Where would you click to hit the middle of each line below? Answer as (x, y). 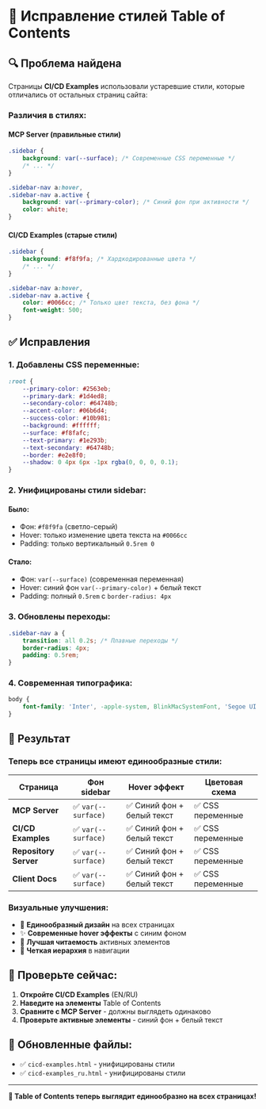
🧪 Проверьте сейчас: (63, 975)
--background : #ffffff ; (62, 426)
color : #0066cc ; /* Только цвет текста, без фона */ (111, 303)
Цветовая (224, 782)
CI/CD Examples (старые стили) (63, 235)
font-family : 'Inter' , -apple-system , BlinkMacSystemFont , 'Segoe (134, 707)
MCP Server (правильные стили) (65, 134)
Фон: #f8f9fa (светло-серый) (68, 527)
